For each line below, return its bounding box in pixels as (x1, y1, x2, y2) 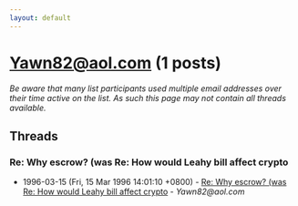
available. (9, 102, 47, 113)
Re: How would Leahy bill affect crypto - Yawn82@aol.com (22, 186, 245, 197)
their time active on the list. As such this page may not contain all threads (9, 92, 287, 103)
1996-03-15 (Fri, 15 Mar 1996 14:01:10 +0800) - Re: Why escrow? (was (22, 177, 287, 188)
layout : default (9, 13, 71, 23)
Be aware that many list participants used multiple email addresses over (9, 83, 283, 94)
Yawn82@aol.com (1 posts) (9, 52, 221, 73)
